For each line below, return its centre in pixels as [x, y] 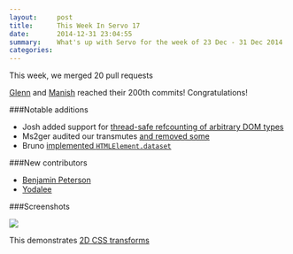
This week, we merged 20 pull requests [81, 75]
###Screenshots [40, 207]
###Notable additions [49, 110]
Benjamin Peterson [56, 180]
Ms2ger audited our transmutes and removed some [116, 136]
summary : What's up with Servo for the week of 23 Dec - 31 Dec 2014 [146, 42]
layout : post [41, 17]
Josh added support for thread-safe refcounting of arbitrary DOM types [153, 127]
